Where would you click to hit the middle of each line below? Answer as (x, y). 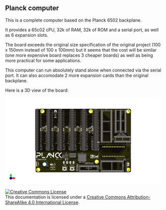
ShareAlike (16, 203)
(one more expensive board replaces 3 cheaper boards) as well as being (79, 55)
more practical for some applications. (43, 60)
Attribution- (139, 197)
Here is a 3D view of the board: (37, 90)
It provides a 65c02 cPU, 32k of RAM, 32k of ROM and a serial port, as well (82, 30)
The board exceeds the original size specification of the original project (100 (83, 45)
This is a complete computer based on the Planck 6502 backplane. (74, 20)
